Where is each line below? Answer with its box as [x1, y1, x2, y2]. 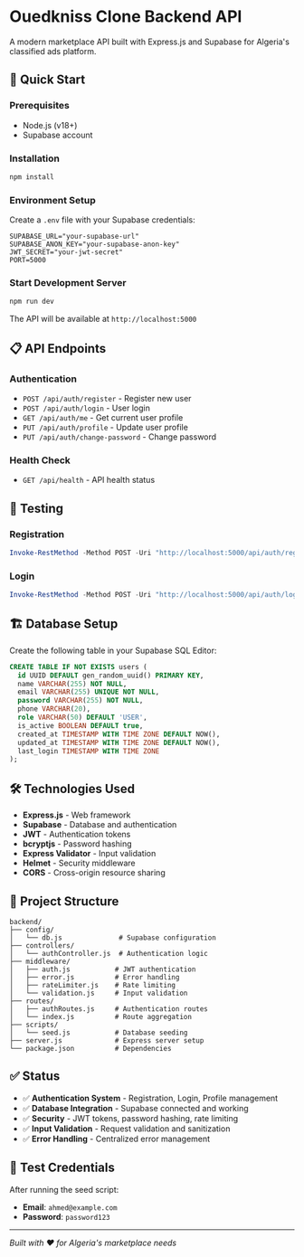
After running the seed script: [9, 1184, 119, 1195]
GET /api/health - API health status [22, 475, 156, 486]
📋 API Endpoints [9, 341, 107, 356]
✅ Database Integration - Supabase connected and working [22, 1102, 249, 1113]
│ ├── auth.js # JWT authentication [9, 965, 196, 974]
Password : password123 [22, 1211, 110, 1222]
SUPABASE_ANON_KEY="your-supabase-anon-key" [9, 240, 180, 250]
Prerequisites [9, 99, 70, 112]
